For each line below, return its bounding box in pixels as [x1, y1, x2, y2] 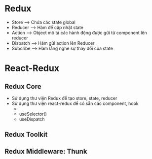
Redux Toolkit [4, 130, 48, 139]
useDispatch [19, 116, 45, 122]
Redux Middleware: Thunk [4, 147, 87, 156]
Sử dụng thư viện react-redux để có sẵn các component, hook [11, 100, 139, 106]
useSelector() [19, 111, 47, 117]
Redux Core [4, 82, 41, 91]
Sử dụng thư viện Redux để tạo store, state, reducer [11, 95, 117, 101]
